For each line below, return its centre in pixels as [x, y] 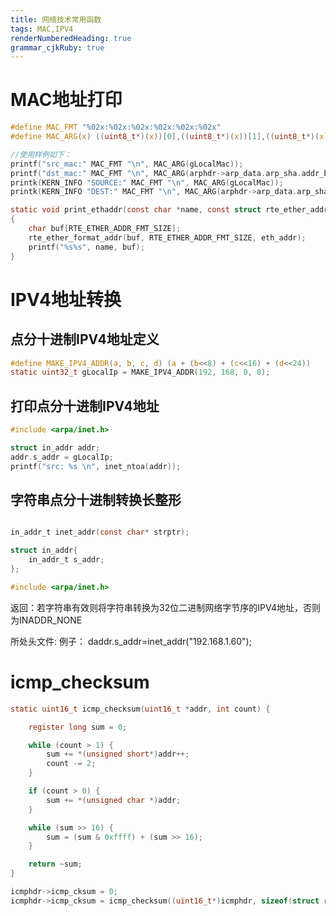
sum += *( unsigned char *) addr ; [114, 800]
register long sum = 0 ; [78, 727]
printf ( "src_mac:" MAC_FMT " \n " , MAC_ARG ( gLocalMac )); [127, 164]
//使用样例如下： [41, 154]
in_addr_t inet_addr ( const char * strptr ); [100, 532]
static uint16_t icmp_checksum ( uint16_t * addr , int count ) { [140, 709]
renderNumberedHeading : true [71, 38]
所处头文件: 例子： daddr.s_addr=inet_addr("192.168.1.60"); [131, 641]
